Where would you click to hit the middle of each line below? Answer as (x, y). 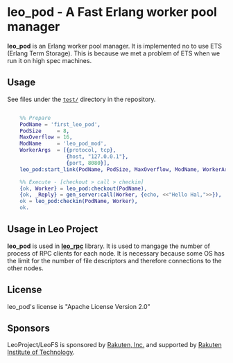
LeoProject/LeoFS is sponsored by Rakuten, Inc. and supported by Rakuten (114, 345)
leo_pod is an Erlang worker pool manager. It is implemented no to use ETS (115, 46)
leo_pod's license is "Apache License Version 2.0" (79, 306)
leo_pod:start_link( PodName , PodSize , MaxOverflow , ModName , (110, 169)
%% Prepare (35, 118)
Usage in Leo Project (53, 229)
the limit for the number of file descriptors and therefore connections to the (114, 260)
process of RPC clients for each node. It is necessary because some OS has (116, 253)
